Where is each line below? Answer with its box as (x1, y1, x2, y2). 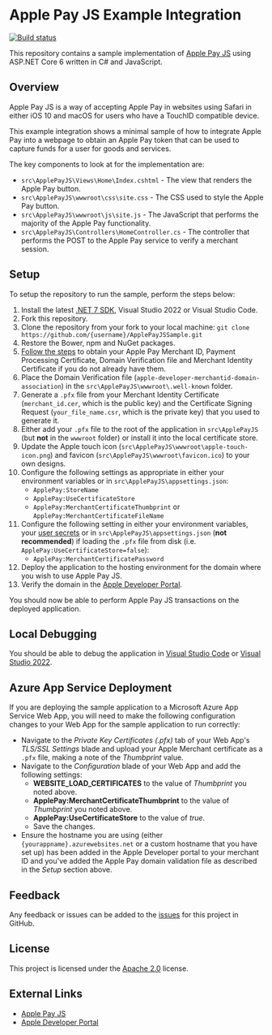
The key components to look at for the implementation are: (9, 159, 205, 169)
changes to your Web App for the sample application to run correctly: (9, 720, 241, 730)
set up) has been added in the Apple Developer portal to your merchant (20, 847, 260, 857)
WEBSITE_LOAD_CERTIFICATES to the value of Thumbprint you (32, 778, 248, 788)
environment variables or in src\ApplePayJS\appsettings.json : (20, 476, 229, 485)
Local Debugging (9, 627, 97, 640)
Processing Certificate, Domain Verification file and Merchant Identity (20, 355, 253, 364)
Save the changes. (32, 822, 96, 831)
